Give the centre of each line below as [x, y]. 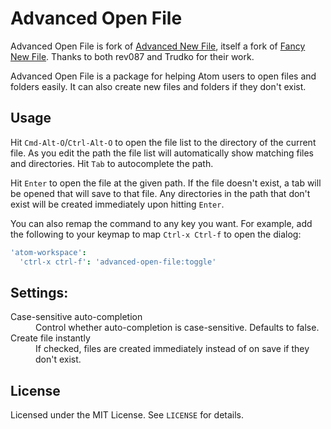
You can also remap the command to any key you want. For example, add [161, 223]
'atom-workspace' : [48, 252]
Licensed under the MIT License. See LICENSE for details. [127, 415]
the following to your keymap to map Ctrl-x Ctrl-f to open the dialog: [156, 234]
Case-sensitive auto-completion [76, 317]
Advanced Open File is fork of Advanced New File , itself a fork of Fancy [158, 46]
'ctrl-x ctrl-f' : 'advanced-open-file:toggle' [118, 262]
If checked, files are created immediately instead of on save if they [172, 349]
